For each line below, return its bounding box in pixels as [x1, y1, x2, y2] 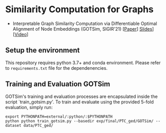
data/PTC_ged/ [23, 123, 53, 128]
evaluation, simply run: [5, 104, 53, 110]
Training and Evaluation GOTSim [5, 80, 110, 89]
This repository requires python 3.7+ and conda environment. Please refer [5, 60, 161, 66]
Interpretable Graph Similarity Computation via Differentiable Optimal [12, 20, 157, 26]
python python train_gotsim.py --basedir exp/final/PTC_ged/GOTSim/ [5, 118, 154, 123]
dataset [5, 123, 22, 128]
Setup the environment [5, 46, 80, 55]
